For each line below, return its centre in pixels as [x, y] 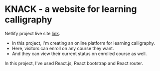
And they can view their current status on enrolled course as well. [79, 54]
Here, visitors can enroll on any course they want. [63, 48]
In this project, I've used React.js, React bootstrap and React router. [74, 63]
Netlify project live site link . [32, 33]
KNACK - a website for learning [71, 9]
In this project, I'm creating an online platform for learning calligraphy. [83, 43]
